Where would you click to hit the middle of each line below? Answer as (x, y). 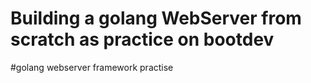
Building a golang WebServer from (156, 18)
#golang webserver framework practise (92, 67)
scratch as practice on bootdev (142, 39)
